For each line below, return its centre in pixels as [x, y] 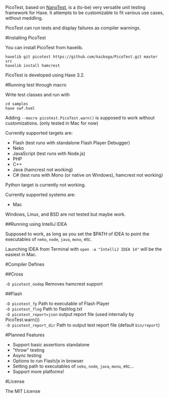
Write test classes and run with [38, 95]
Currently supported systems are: [41, 195]
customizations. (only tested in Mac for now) [52, 123]
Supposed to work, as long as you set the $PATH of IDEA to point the [77, 234]
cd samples [17, 104]
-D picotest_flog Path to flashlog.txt [44, 309]
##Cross [14, 274]
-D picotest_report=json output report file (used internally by [70, 314]
